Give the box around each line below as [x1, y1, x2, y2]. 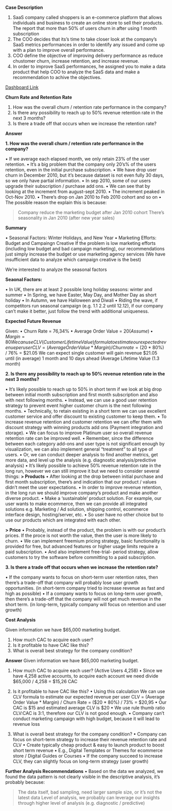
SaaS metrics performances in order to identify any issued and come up [12, 42, 165, 48]
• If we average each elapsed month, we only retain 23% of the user [5, 156, 150, 162]
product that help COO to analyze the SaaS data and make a [12, 69, 140, 75]
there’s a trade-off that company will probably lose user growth [5, 580, 139, 586]
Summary [5, 225, 27, 230]
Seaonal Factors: [5, 277, 42, 282]
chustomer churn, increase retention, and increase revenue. [12, 58, 139, 64]
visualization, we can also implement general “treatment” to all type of [5, 446, 154, 452]
